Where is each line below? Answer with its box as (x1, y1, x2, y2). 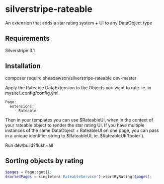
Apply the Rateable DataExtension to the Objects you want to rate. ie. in (5, 84, 152, 90)
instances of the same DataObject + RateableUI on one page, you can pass (5, 127, 159, 133)
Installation (5, 62, 41, 70)
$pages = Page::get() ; (5, 170, 52, 175)
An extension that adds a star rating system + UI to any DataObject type (5, 20, 153, 26)
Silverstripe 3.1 (5, 47, 35, 53)
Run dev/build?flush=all (5, 142, 53, 148)
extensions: (9, 104, 35, 109)
